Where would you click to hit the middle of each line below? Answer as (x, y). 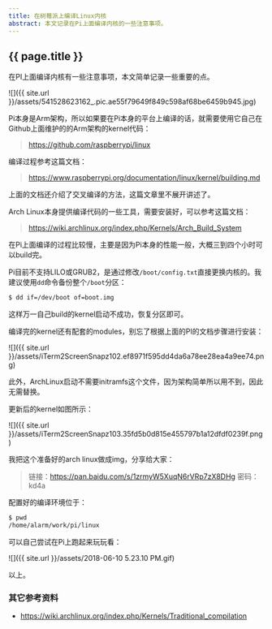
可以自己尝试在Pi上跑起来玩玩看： (65, 541)
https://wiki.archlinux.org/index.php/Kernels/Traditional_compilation (134, 616)
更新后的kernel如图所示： (51, 409)
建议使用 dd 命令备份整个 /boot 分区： (68, 282)
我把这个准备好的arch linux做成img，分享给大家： (91, 459)
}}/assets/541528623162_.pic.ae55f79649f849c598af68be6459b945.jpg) (132, 101)
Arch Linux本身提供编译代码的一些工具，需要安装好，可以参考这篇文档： (130, 212)
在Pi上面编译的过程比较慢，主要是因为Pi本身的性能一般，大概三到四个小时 (132, 245)
